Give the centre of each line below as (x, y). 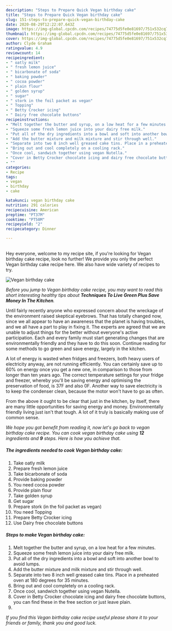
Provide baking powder (38, 479)
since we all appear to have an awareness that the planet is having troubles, (85, 321)
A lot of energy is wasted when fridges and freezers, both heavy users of (83, 359)
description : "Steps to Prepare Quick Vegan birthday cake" (71, 10)
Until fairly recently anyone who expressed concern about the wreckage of (85, 310)
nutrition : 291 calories (32, 205)
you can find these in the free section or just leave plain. (72, 602)
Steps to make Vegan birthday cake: (45, 535)
